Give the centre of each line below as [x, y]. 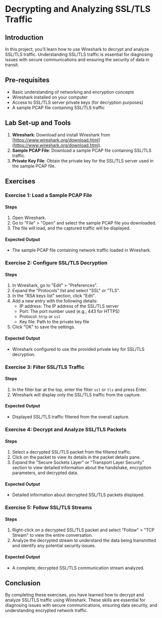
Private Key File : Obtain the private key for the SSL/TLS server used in [83, 160]
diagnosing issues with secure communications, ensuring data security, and [81, 605]
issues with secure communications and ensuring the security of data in [77, 59]
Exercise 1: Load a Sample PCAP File [49, 195]
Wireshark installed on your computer [50, 97]
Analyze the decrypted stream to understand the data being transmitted [84, 540]
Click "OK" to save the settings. [44, 327]
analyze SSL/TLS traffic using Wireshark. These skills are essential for [75, 600]
